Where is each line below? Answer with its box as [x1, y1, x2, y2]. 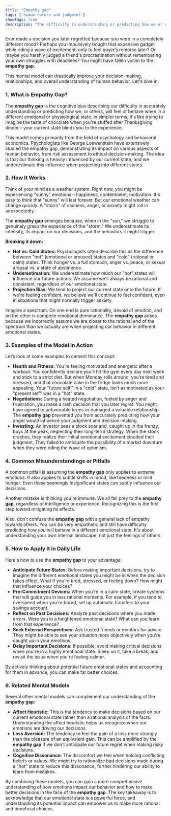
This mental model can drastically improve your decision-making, [5, 73, 142, 79]
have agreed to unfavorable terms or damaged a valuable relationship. [12, 407, 160, 413]
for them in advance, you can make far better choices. [5, 669, 119, 675]
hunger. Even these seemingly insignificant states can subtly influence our [5, 480, 161, 486]
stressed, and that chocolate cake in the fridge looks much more [12, 380, 149, 386]
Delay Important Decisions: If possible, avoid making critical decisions [12, 643, 162, 649]
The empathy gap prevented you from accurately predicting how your [12, 412, 160, 418]
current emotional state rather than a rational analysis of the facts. [12, 714, 152, 720]
